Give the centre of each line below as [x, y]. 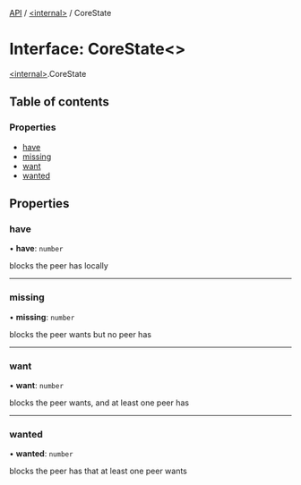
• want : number [37, 385]
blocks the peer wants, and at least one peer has [99, 403]
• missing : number [42, 317]
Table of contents [59, 102]
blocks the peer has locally [59, 266]
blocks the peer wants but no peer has [81, 334]
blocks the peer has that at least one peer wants [99, 471]
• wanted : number [41, 454]
